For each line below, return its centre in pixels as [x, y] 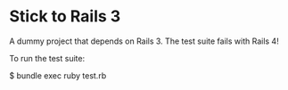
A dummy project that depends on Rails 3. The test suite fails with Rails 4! [144, 41]
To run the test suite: [47, 58]
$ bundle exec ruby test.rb [58, 75]
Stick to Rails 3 [65, 16]
